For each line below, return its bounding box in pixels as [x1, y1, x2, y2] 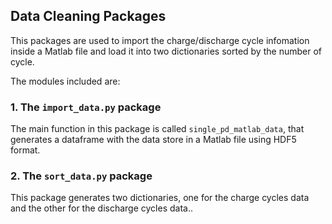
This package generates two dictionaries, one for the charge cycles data [10, 192, 310, 204]
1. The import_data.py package [10, 100, 162, 114]
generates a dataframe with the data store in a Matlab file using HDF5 [10, 134, 297, 146]
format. [10, 144, 41, 156]
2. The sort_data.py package [10, 169, 153, 183]
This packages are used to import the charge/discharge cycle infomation [10, 34, 310, 46]
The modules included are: [10, 75, 121, 87]
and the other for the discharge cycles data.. [10, 202, 193, 214]
